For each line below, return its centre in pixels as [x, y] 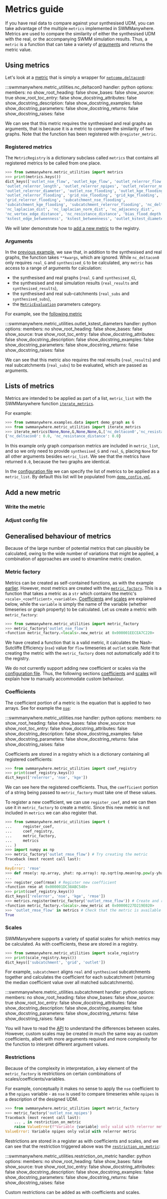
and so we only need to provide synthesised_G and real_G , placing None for [82, 451]
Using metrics [27, 65]
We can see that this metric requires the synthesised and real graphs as [79, 123]
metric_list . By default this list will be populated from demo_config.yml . [78, 477]
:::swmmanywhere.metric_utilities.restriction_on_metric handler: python [78, 1156]
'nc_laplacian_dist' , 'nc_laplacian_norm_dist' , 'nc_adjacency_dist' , [80, 209]
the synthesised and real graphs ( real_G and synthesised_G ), [74, 277]
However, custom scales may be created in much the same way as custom [82, 1034]
